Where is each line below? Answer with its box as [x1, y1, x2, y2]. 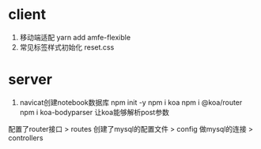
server [8, 71, 53, 88]
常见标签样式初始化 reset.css [19, 42, 115, 52]
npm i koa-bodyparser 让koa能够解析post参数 [19, 107, 170, 117]
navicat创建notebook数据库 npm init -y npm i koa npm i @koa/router [19, 97, 243, 107]
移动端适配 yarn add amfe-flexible [19, 32, 131, 42]
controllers [8, 132, 43, 143]
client [8, 6, 47, 24]
